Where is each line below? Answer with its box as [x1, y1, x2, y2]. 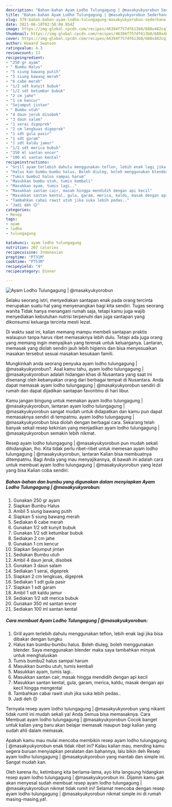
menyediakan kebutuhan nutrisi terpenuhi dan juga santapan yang [6, 313, 145, 320]
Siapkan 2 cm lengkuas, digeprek [13, 573, 84, 579]
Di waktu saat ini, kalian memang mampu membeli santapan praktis [6, 328, 148, 335]
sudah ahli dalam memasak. [6, 727, 64, 733]
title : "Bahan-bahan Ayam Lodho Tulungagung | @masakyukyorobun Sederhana [6, 12, 168, 17]
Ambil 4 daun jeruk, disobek [13, 557, 72, 563]
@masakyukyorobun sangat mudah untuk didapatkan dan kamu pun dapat [6, 408, 163, 414]
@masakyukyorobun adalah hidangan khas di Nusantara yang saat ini [6, 371, 152, 377]
